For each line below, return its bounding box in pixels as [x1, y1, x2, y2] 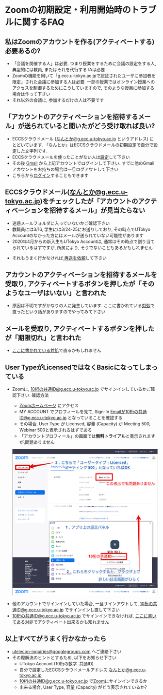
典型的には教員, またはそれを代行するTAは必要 [12, 67, 105, 72]
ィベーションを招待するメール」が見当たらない [5, 206, 146, 215]
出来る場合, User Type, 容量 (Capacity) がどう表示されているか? [19, 684, 147, 690]
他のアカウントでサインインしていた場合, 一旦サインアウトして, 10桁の [12, 600, 153, 606]
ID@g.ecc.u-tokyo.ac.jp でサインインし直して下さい [16, 607, 120, 613]
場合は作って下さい [12, 91, 51, 97]
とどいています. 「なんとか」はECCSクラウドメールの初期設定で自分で [12, 142, 154, 148]
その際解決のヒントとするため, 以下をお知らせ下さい [12, 655, 117, 660]
